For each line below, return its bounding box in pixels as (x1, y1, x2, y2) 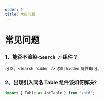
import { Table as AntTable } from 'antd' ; (5, 91, 95, 96)
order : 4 (5, 7, 23, 12)
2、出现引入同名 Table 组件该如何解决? (5, 79, 97, 86)
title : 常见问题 (5, 12, 35, 17)
